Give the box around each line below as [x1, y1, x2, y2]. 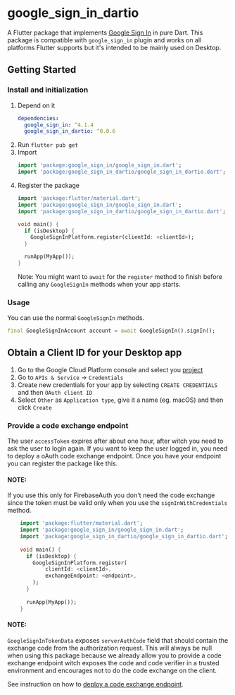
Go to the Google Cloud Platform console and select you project [17, 365, 203, 374]
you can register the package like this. [7, 459, 118, 468]
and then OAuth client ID [17, 388, 93, 396]
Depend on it [17, 101, 56, 109]
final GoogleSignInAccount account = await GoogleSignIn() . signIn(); [7, 327, 216, 335]
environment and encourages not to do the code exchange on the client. [7, 666, 217, 675]
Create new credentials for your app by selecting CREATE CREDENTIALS [17, 380, 218, 389]
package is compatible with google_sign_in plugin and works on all [7, 35, 202, 44]
